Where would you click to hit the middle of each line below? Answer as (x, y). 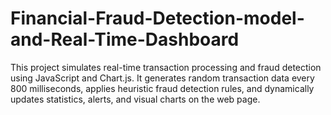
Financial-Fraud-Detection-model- (157, 18)
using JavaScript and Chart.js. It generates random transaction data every (162, 78)
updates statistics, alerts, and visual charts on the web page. (135, 99)
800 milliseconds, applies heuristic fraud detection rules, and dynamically (162, 88)
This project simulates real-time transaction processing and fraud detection (166, 67)
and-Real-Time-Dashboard (125, 39)
